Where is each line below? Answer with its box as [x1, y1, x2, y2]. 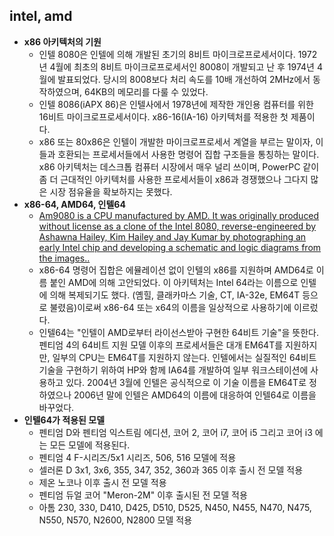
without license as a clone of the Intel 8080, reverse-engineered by [38, 220, 317, 232]
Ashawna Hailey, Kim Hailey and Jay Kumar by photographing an [38, 230, 307, 243]
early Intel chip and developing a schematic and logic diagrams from [38, 241, 322, 253]
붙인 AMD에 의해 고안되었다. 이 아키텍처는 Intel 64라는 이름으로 [49, 276, 299, 288]
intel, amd [9, 8, 73, 25]
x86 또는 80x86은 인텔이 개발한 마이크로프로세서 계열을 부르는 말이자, [38, 135, 314, 148]
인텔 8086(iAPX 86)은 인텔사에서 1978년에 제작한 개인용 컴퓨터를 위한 [38, 98, 314, 110]
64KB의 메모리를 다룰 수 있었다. [83, 85, 209, 98]
